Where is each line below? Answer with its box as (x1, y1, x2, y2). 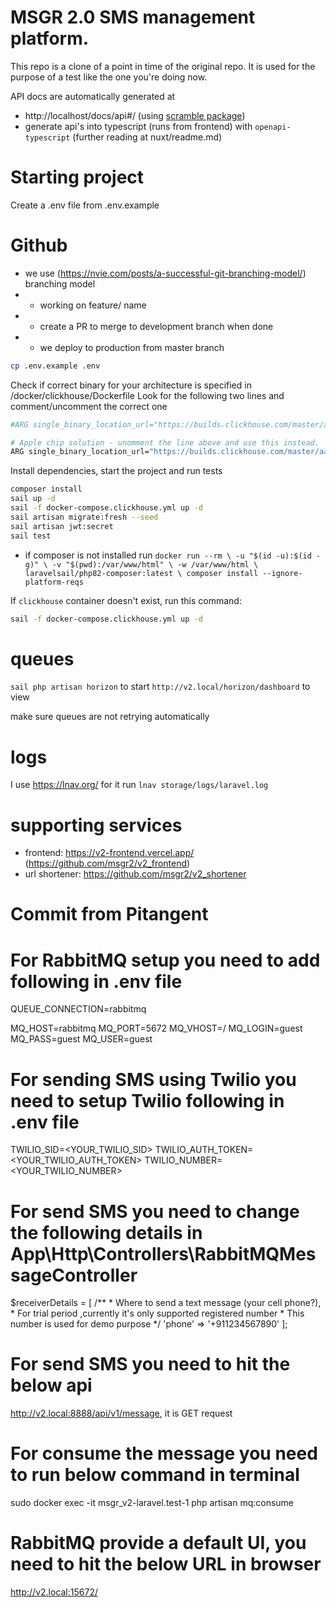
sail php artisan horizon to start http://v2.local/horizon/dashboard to (10, 681, 311, 693)
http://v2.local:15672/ (10, 1586, 98, 1598)
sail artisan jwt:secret (10, 521, 114, 531)
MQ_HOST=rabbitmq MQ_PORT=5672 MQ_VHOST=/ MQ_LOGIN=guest (10, 1022, 303, 1035)
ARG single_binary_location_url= (10, 447, 150, 457)
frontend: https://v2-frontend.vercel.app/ (24, 847, 195, 859)
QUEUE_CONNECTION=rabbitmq (10, 1003, 147, 1015)
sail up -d (10, 494, 56, 504)
